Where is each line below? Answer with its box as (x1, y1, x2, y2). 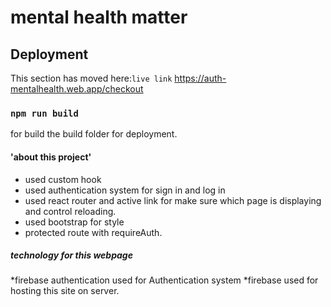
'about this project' (10, 151, 92, 163)
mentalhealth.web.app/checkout (10, 83, 144, 95)
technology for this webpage (10, 249, 133, 261)
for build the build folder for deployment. (10, 128, 178, 140)
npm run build (10, 107, 79, 119)
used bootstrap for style (24, 216, 125, 228)
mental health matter (10, 6, 188, 29)
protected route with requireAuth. (24, 226, 163, 238)
